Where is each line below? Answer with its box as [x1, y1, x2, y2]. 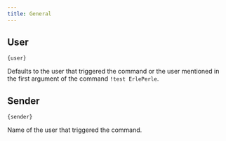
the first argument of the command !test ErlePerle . [7, 74, 159, 83]
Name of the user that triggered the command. [7, 126, 142, 134]
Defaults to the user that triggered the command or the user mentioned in [7, 67, 220, 76]
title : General [7, 10, 52, 18]
